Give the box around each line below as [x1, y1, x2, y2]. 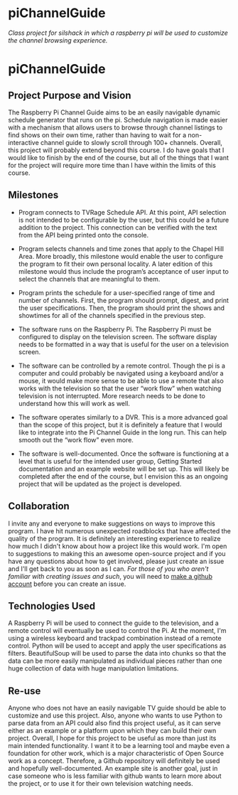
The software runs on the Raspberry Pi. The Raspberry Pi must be [18, 325, 212, 334]
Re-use [8, 685, 41, 697]
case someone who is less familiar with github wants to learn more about [8, 772, 222, 780]
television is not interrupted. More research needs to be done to [18, 391, 205, 400]
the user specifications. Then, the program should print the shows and [18, 304, 225, 312]
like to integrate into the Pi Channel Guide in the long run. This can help [18, 428, 227, 437]
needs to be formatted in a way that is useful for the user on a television [18, 340, 229, 348]
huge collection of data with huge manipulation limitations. [8, 664, 179, 673]
